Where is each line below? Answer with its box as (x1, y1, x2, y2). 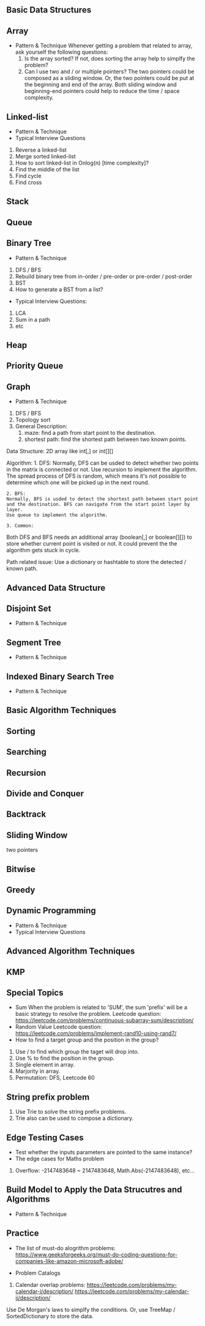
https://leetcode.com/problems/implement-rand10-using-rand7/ (15, 1030, 177, 1037)
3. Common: (6, 523, 34, 529)
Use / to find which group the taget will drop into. (15, 1048, 140, 1056)
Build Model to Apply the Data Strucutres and (6, 1185, 182, 1195)
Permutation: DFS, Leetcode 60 (15, 1074, 95, 1081)
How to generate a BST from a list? (15, 286, 103, 293)
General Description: (15, 423, 67, 430)
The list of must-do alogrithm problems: (15, 1244, 116, 1251)
